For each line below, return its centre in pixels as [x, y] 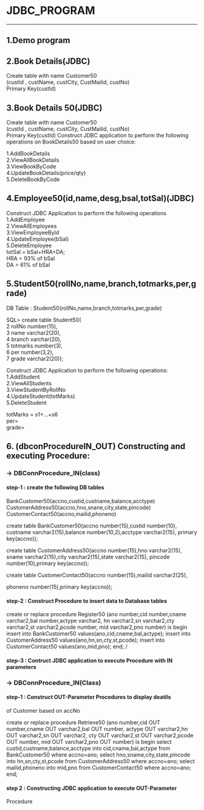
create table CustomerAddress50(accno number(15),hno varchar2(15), [94, 551]
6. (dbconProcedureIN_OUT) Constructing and [96, 446]
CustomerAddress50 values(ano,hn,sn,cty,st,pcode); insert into [86, 640]
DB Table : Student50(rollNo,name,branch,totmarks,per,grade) [84, 308]
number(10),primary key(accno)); [48, 563]
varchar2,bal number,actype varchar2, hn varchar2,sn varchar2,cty [90, 621]
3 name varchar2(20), [34, 332]
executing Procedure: [48, 455]
